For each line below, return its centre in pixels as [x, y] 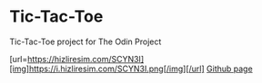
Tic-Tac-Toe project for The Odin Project [86, 41]
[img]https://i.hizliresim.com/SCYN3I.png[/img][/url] [107, 69]
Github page [229, 69]
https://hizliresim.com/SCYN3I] [85, 59]
